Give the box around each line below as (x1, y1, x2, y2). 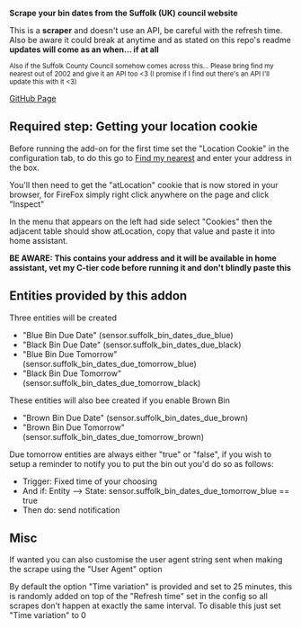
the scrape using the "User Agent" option (9, 564, 163, 575)
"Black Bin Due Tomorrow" (22, 368, 122, 379)
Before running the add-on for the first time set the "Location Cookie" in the (9, 143, 289, 154)
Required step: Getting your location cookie (9, 119, 259, 134)
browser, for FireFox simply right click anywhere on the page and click (9, 189, 270, 200)
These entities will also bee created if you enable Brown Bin (9, 395, 231, 406)
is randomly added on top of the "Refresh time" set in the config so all (9, 591, 268, 602)
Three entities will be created (9, 312, 118, 323)
